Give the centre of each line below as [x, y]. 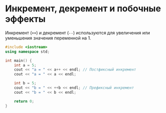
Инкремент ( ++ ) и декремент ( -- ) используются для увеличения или [78, 33]
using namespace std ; [28, 52]
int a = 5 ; [25, 65]
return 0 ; [24, 101]
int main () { [19, 60]
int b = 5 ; [25, 83]
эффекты [25, 19]
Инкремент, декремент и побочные [83, 9]
